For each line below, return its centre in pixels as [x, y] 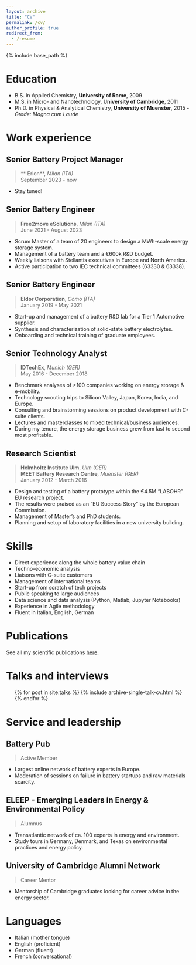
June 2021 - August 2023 [51, 230]
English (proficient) [37, 944]
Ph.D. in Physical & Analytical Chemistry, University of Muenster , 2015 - [102, 108]
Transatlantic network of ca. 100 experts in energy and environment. [97, 835]
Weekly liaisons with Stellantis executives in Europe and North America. [101, 260]
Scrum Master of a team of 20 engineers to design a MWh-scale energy [101, 241]
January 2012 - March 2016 [54, 480]
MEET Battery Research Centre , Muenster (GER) [79, 474]
